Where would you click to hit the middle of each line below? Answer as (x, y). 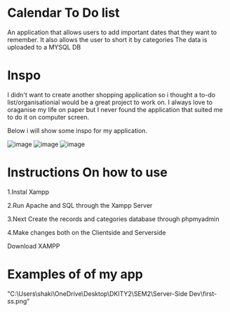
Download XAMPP (34, 246)
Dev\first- (203, 293)
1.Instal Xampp (28, 192)
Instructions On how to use (88, 172)
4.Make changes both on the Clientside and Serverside (87, 232)
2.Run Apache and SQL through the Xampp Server (80, 205)
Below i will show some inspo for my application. (77, 130)
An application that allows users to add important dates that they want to (112, 32)
